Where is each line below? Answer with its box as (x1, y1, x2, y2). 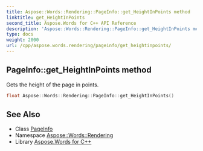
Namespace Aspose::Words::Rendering (14, 132, 114, 139)
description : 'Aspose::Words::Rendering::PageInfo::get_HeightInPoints (6, 25, 190, 32)
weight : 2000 (6, 37, 39, 43)
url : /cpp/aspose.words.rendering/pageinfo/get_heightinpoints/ (6, 43, 172, 49)
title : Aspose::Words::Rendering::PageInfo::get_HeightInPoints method (6, 8, 190, 15)
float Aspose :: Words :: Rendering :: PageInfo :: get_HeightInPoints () (6, 92, 174, 98)
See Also (6, 109, 40, 120)
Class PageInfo (14, 125, 53, 133)
